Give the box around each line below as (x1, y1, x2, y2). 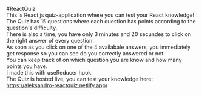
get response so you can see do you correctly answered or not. (6, 50, 165, 57)
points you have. (6, 63, 48, 70)
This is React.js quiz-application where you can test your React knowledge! (6, 11, 195, 19)
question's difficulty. (6, 24, 58, 31)
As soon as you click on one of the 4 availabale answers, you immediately (6, 43, 191, 51)
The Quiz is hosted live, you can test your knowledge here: (6, 75, 153, 82)
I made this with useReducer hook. (6, 69, 93, 76)
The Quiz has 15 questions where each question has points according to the (6, 18, 196, 25)
